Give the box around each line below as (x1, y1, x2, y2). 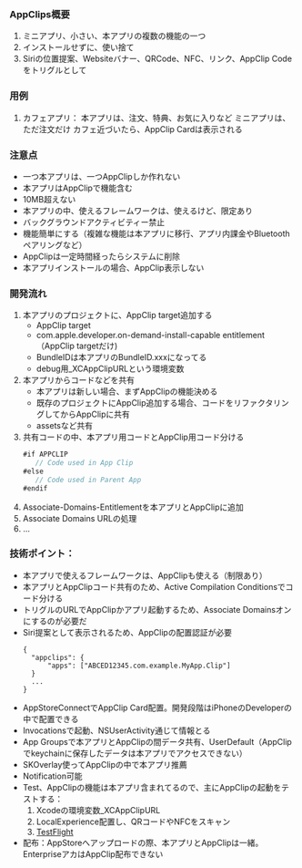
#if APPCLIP (22, 449, 68, 460)
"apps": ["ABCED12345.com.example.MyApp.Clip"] (46, 661, 231, 670)
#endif (22, 483, 48, 493)
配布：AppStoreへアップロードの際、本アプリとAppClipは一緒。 (22, 837, 264, 848)
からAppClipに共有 (60, 408, 130, 420)
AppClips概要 (9, 7, 71, 20)
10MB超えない (22, 193, 76, 204)
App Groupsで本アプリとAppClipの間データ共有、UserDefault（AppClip (22, 736, 293, 747)
